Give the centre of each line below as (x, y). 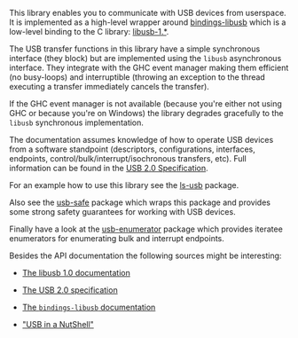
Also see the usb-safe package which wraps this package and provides (140, 202)
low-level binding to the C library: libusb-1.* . (89, 31)
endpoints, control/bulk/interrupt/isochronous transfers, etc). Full (128, 158)
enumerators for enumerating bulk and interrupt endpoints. (117, 238)
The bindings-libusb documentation (89, 307)
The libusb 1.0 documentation (76, 273)
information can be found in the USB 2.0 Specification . (109, 168)
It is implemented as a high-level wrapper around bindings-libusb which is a (148, 22)
